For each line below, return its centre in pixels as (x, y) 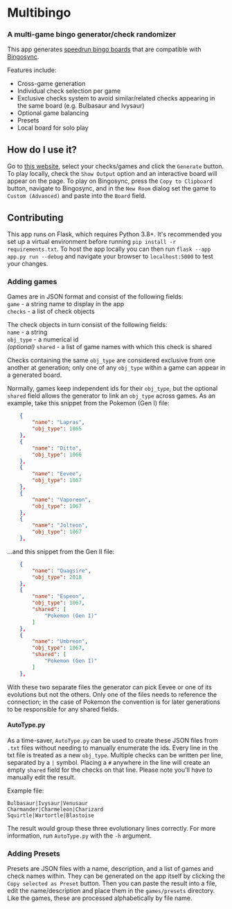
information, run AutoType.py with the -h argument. (80, 836)
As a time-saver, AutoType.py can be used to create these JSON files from (113, 740)
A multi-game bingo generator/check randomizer (92, 35)
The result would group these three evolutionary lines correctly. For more (111, 828)
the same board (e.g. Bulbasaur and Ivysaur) (81, 106)
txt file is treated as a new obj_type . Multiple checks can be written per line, (115, 755)
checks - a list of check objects (51, 311)
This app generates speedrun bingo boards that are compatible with (105, 49)
